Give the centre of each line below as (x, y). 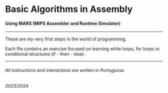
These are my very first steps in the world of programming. (66, 39)
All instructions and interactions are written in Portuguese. (65, 70)
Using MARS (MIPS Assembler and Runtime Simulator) (63, 23)
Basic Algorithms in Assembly (69, 9)
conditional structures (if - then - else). (45, 54)
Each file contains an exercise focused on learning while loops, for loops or (82, 49)
